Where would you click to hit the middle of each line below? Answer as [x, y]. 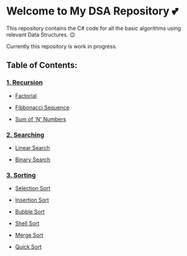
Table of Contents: [42, 66]
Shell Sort [27, 223]
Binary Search [33, 159]
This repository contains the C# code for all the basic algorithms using [93, 28]
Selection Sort [33, 188]
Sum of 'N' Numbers [40, 119]
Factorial [26, 95]
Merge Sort [29, 235]
